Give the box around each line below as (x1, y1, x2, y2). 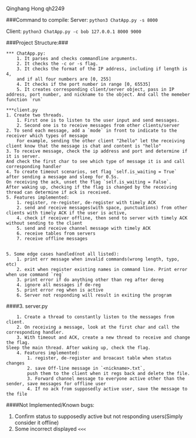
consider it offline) (14, 419, 59, 426)
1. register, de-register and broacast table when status (27, 355, 172, 361)
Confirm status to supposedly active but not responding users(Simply (14, 413, 183, 420)
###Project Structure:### (6, 39, 69, 46)
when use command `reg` (6, 272, 65, 277)
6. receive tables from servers (16, 230, 96, 236)
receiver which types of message (6, 133, 88, 139)
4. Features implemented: (16, 350, 80, 356)
